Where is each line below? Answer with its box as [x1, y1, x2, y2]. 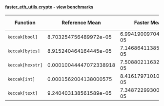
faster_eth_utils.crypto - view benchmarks [5, 4, 94, 10]
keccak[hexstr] [7, 63, 43, 68]
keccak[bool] [7, 34, 38, 40]
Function [14, 20, 36, 26]
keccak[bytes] [7, 48, 41, 54]
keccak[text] [7, 90, 38, 96]
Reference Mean [61, 20, 101, 26]
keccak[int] [7, 76, 36, 82]
